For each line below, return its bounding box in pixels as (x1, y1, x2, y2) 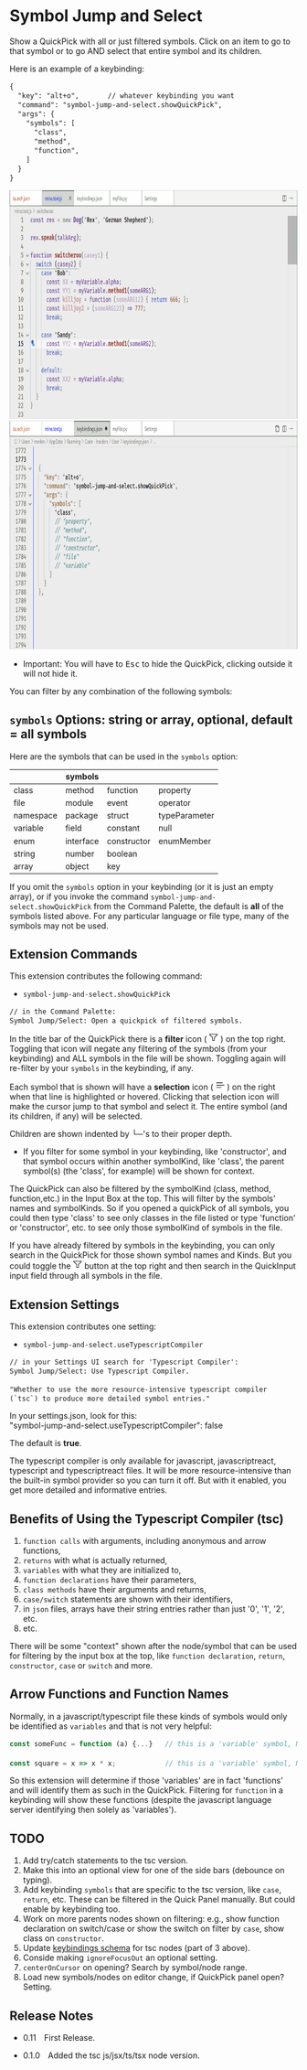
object (65, 861, 90, 872)
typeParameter (158, 810, 215, 820)
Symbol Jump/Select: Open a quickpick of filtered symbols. (9, 1016, 244, 1025)
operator (158, 797, 192, 808)
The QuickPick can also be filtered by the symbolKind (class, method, (9, 1184, 271, 1195)
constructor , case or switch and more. (9, 1659, 153, 1670)
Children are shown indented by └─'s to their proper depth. (9, 1129, 233, 1140)
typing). (22, 1874, 53, 1885)
